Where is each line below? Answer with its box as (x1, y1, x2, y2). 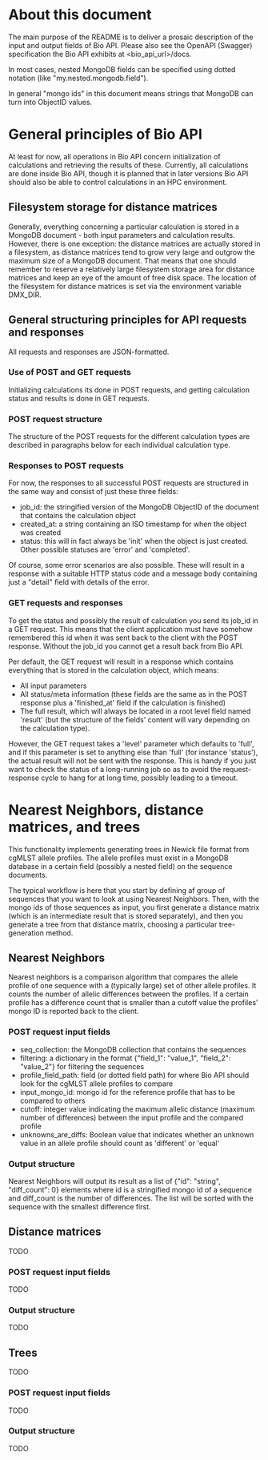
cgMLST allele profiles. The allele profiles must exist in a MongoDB (8, 853, 230, 863)
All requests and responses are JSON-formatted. (8, 347, 170, 356)
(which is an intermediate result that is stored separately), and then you (8, 911, 244, 920)
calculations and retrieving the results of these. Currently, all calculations (8, 160, 249, 170)
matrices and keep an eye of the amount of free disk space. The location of (8, 272, 257, 282)
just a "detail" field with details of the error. (8, 577, 150, 587)
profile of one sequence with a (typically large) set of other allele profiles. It (8, 981, 257, 991)
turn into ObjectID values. (8, 97, 93, 107)
